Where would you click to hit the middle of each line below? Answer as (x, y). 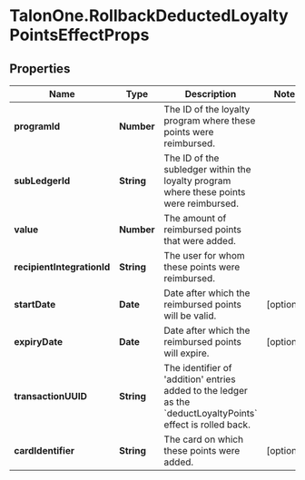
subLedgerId (42, 181)
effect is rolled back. (207, 425)
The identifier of (198, 368)
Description (211, 94)
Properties (40, 69)
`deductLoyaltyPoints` (211, 413)
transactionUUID (51, 396)
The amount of (195, 218)
